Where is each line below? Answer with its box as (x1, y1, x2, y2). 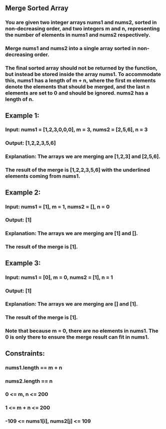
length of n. (5, 96, 34, 103)
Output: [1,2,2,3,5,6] (5, 139, 56, 146)
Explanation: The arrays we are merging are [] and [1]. (5, 300, 138, 307)
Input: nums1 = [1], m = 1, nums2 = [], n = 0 (5, 203, 110, 210)
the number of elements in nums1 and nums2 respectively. (5, 31, 151, 38)
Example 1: (5, 111, 39, 119)
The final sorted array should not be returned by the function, (5, 64, 157, 71)
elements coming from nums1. (5, 172, 80, 179)
